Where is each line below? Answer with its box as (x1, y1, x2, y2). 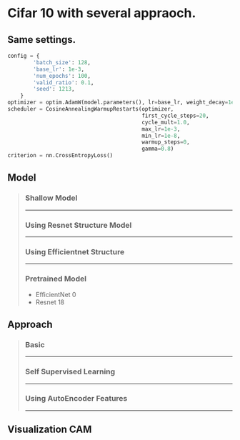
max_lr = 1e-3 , (141, 125, 181, 133)
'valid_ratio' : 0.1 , (33, 79, 94, 86)
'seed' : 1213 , (33, 86, 75, 93)
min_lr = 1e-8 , (141, 132, 181, 139)
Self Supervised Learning (24, 366, 116, 376)
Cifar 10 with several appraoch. (7, 5, 196, 21)
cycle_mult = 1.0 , (141, 119, 191, 126)
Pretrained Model (24, 274, 87, 284)
